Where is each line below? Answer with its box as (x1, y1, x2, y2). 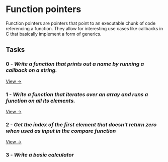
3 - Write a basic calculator (6, 151, 74, 158)
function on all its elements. (6, 97, 75, 104)
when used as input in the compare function (6, 127, 116, 134)
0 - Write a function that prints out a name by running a (6, 60, 144, 67)
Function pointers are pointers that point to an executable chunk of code (6, 20, 156, 26)
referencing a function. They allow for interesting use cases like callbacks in (6, 25, 163, 31)
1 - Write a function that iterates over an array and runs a (6, 91, 148, 98)
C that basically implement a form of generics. (6, 31, 102, 37)
